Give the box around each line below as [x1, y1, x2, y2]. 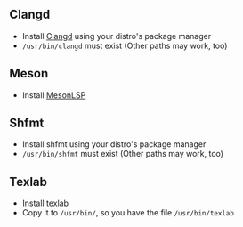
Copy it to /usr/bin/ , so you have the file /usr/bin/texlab [21, 207, 234, 218]
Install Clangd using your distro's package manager [21, 30, 212, 41]
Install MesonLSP [21, 89, 86, 101]
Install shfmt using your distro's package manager [21, 139, 207, 150]
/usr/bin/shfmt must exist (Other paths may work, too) [21, 149, 224, 159]
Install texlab [21, 198, 69, 208]
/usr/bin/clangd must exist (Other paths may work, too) [21, 40, 228, 51]
